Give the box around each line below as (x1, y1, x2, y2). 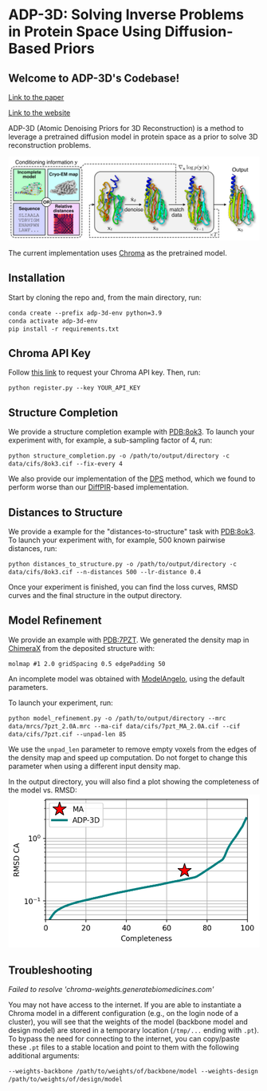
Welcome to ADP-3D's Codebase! (8, 71, 180, 85)
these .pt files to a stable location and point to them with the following (8, 1042, 239, 1052)
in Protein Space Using (8, 22, 162, 41)
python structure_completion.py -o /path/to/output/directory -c (8, 452, 230, 460)
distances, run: (8, 544, 57, 553)
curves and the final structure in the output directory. (8, 591, 182, 601)
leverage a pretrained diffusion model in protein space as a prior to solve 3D (8, 132, 258, 141)
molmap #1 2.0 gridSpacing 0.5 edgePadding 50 (8, 660, 166, 668)
